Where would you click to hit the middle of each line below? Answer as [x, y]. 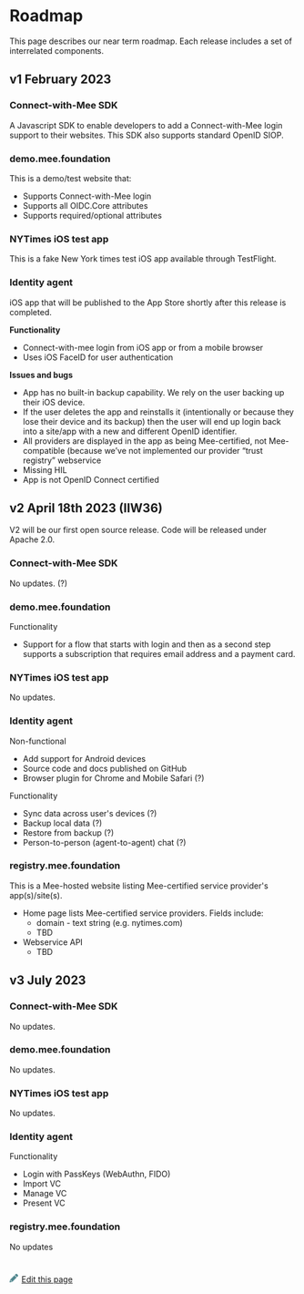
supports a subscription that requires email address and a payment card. [159, 653]
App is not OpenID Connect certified [91, 479]
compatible [44, 450]
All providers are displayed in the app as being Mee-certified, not [144, 441]
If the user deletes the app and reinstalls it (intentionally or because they [158, 412]
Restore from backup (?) [68, 832]
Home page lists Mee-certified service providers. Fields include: [143, 913]
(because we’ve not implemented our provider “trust [165, 450]
